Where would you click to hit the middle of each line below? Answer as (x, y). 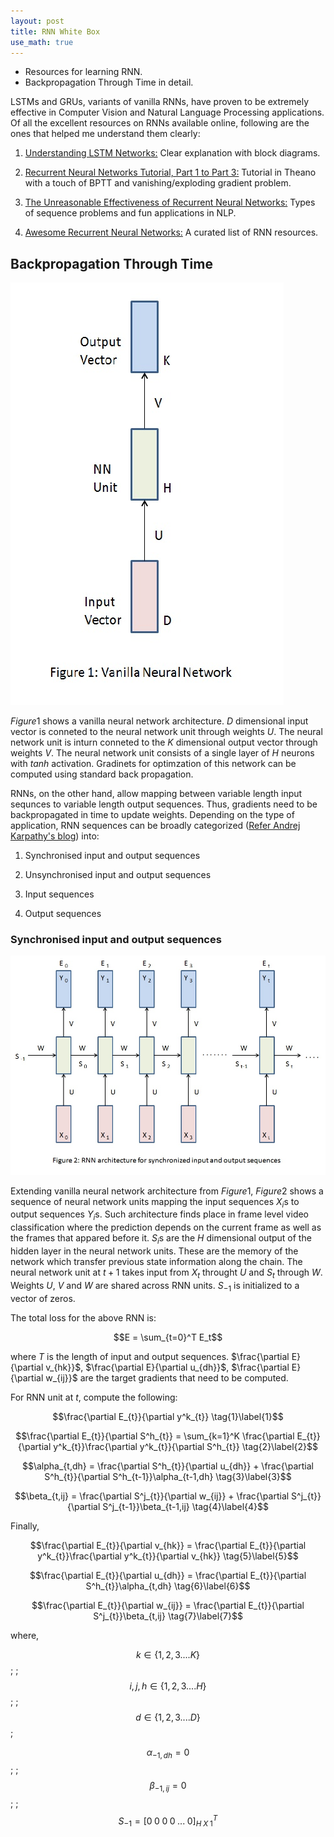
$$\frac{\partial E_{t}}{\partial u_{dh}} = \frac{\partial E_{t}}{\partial (168, 1575)
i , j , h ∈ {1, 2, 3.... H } (168, 1686)
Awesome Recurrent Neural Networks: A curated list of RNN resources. (171, 232)
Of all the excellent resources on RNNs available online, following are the (160, 123)
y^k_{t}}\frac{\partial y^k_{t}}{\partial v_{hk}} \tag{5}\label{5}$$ (168, 1556)
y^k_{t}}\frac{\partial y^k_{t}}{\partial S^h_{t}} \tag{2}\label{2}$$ (185, 1446)
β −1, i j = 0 (168, 1787)
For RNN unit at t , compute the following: (94, 1397)
